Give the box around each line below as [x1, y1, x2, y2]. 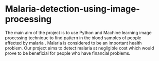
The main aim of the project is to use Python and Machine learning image [5, 30, 152, 35]
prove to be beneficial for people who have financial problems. [5, 50, 130, 56]
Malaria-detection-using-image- [5, 3, 140, 15]
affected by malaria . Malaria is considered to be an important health [5, 40, 142, 46]
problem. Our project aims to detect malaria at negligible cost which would [5, 45, 154, 51]
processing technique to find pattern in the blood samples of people [5, 35, 141, 41]
